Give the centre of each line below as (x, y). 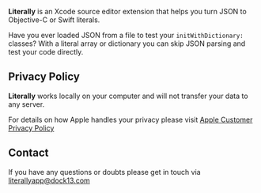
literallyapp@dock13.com (49, 180)
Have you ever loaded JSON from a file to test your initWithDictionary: (126, 35)
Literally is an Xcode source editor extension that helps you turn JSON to (127, 11)
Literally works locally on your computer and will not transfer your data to (128, 96)
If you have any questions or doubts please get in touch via (104, 172)
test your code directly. (46, 52)
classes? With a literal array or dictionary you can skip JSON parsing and (127, 44)
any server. (26, 104)
